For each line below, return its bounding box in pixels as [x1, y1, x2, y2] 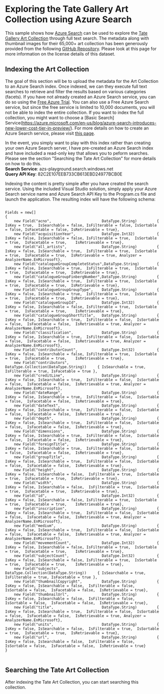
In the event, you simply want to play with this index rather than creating [5, 140, 151, 146]
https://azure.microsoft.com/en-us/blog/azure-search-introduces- [22, 120, 157, 126]
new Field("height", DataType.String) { [14, 467, 160, 472]
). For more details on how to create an [70, 125, 149, 131]
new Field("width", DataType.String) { [14, 480, 160, 485]
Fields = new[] [5, 210, 36, 215]
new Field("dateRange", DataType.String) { [14, 390, 160, 395]
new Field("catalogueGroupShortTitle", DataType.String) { [14, 313, 160, 318]
